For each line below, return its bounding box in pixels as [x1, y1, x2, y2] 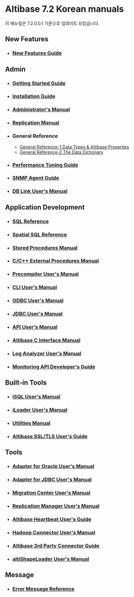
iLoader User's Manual [12, 407, 68, 414]
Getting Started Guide [12, 80, 66, 87]
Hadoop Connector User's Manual [12, 529, 96, 536]
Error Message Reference [12, 586, 75, 592]
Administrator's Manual [12, 106, 70, 113]
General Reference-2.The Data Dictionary [19, 149, 104, 155]
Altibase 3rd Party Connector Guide [12, 542, 100, 549]
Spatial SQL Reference [12, 231, 67, 238]
